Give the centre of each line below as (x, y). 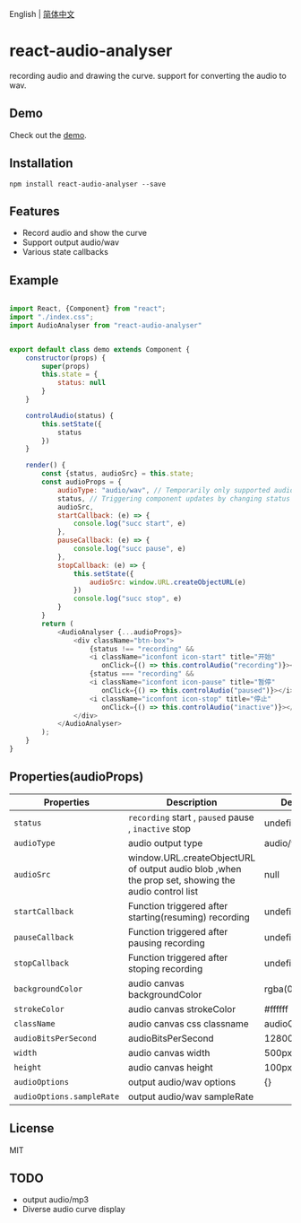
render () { (46, 466)
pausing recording (167, 943)
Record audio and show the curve (85, 233)
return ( (58, 624)
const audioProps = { (82, 482)
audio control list (163, 891)
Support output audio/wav (70, 242)
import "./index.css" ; (52, 318)
